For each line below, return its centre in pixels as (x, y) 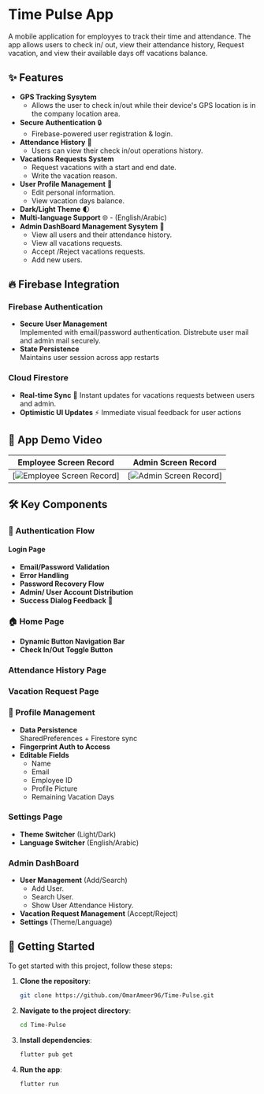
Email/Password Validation (65, 567)
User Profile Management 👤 (66, 184)
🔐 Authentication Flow (52, 531)
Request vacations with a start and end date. (104, 167)
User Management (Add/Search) (73, 881)
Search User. (52, 897)
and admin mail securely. (60, 341)
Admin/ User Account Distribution (76, 592)
